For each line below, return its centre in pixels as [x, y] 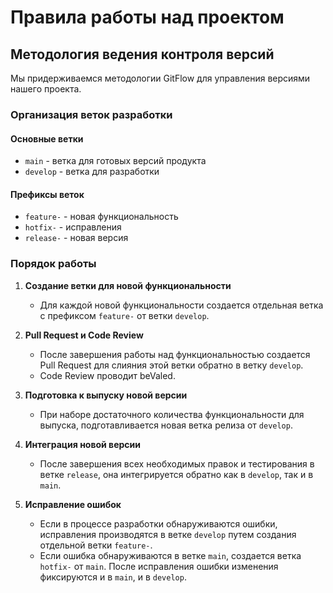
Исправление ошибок [73, 504]
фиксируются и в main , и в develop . [113, 577]
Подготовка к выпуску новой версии [106, 395]
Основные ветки [47, 138]
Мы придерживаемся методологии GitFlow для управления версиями [160, 78]
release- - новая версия [76, 238]
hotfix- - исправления [73, 227]
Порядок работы [53, 264]
